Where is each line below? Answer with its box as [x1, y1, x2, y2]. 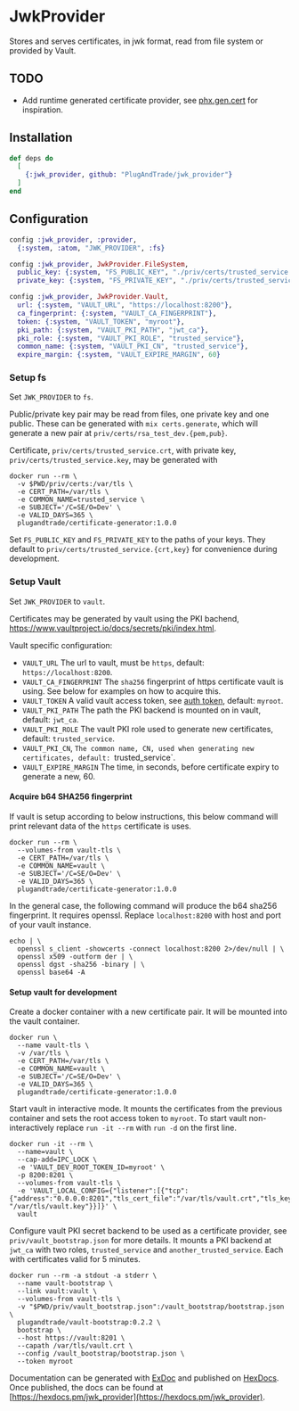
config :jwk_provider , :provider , [9, 235, 138, 244]
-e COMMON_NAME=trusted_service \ [17, 495, 145, 505]
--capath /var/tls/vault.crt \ [17, 1341, 133, 1350]
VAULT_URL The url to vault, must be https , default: [21, 657, 205, 668]
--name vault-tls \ [17, 1041, 90, 1050]
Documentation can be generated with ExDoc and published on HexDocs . [9, 1373, 279, 1383]
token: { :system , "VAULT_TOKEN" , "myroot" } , [17, 317, 185, 326]
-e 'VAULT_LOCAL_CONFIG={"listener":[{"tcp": [17, 1186, 190, 1196]
